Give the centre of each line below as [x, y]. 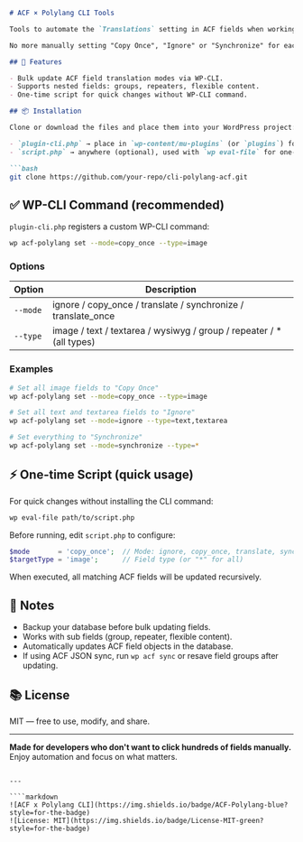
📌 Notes [32, 605]
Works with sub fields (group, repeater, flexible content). [127, 637]
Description [170, 290]
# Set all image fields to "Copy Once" [84, 388]
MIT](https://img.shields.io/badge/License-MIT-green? [159, 820]
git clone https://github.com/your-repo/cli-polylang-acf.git [129, 177]
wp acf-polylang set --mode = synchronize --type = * [105, 446]
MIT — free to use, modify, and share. [80, 721]
